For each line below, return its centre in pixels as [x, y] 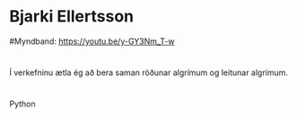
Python [22, 104]
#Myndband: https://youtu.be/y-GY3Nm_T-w [92, 41]
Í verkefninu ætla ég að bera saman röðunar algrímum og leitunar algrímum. [149, 72]
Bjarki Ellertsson [72, 17]
